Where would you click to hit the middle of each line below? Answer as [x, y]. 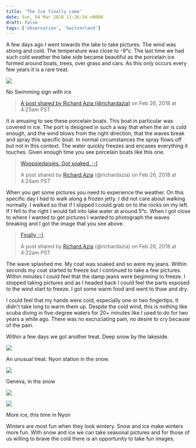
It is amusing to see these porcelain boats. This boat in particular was [90, 121]
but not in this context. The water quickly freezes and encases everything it [97, 146]
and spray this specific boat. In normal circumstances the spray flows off [94, 140]
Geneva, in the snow [31, 382]
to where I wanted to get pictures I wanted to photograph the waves [88, 217]
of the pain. [20, 325]
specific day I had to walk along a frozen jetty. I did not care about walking [96, 199]
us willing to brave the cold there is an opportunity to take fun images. [90, 439]
